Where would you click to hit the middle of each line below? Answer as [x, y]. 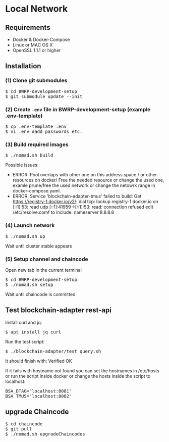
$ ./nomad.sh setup [29, 284]
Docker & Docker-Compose [41, 39]
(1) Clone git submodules [36, 80]
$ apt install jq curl [33, 332]
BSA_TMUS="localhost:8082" [39, 396]
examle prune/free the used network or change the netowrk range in [84, 185]
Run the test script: [25, 341]
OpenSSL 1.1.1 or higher [37, 50]
